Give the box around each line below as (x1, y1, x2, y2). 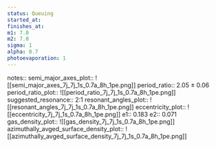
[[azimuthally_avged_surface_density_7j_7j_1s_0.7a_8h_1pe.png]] (7, 132, 187, 140)
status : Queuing (7, 10, 54, 17)
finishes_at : (7, 23, 45, 30)
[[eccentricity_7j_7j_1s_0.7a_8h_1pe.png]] (7, 110, 121, 118)
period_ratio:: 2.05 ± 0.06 (137, 80, 210, 89)
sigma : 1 (7, 42, 32, 49)
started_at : (7, 16, 41, 23)
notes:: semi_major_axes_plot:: (7, 73, 94, 82)
